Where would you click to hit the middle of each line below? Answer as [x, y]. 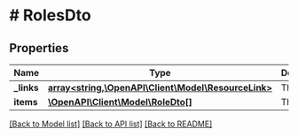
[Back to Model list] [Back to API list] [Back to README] [111, 124]
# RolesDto [50, 15]
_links [27, 88]
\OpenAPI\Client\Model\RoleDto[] [120, 102]
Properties [39, 48]
